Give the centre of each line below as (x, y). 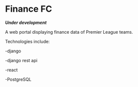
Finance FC (29, 9)
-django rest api (21, 60)
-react (12, 70)
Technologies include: (28, 41)
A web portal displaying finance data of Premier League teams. (69, 32)
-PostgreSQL (18, 79)
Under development (26, 22)
